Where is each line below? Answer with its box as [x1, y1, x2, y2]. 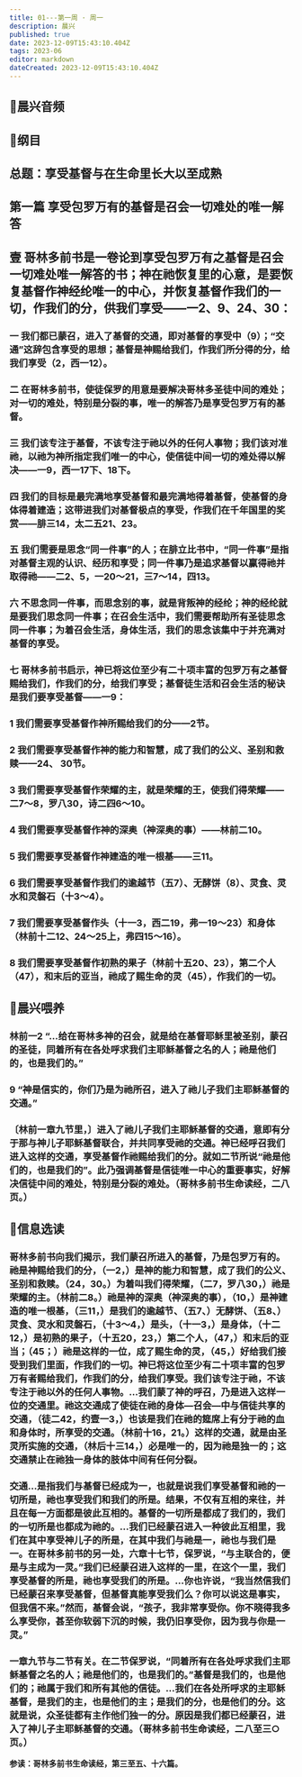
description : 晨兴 [9, 22, 75, 31]
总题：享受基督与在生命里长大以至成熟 [9, 166, 222, 181]
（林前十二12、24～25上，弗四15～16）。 [9, 930, 187, 943]
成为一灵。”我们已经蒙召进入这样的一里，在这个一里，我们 [37, 1561, 286, 1573]
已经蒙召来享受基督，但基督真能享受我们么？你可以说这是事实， [9, 1588, 286, 1600]
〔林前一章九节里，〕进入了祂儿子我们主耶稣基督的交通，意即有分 [9, 1123, 290, 1135]
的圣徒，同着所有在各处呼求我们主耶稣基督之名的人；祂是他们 [9, 1043, 277, 1055]
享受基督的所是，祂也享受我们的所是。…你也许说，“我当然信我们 [9, 1574, 290, 1587]
